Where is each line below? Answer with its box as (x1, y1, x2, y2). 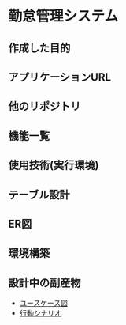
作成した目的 (8, 41, 71, 55)
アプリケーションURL (8, 70, 112, 84)
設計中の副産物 (8, 276, 81, 289)
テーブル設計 (8, 187, 70, 202)
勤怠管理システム (8, 7, 119, 25)
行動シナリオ (19, 308, 61, 318)
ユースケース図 (19, 298, 69, 308)
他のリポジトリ (8, 100, 81, 113)
